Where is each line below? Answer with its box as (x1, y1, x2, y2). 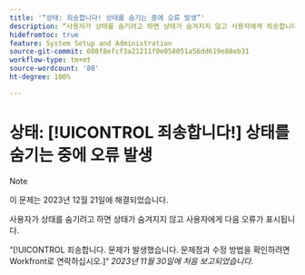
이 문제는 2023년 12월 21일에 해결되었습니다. (9, 194, 169, 205)
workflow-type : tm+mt (9, 55, 92, 64)
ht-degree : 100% (9, 73, 71, 82)
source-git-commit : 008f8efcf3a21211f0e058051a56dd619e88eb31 (9, 47, 250, 56)
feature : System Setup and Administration (9, 38, 172, 48)
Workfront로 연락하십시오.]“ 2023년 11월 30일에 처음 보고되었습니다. (9, 255, 254, 266)
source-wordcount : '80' (9, 64, 100, 74)
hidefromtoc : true (9, 30, 79, 39)
